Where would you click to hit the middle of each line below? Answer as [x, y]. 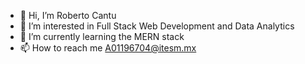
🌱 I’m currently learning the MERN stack [102, 36]
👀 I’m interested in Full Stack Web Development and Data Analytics [157, 26]
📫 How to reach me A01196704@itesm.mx [108, 48]
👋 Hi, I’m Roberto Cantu [68, 15]
